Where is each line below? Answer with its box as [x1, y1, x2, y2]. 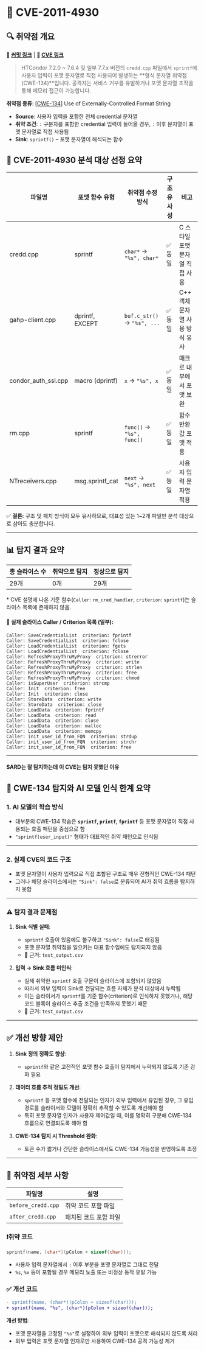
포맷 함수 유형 [78, 193, 115, 201]
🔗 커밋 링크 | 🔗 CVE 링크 [6, 51, 64, 58]
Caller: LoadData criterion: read [6, 712, 97, 718]
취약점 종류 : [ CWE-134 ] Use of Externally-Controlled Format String [6, 100, 171, 107]
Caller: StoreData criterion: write [6, 696, 102, 702]
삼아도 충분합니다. [12, 520, 55, 527]
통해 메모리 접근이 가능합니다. [21, 87, 92, 94]
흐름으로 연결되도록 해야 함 [24, 1119, 88, 1127]
